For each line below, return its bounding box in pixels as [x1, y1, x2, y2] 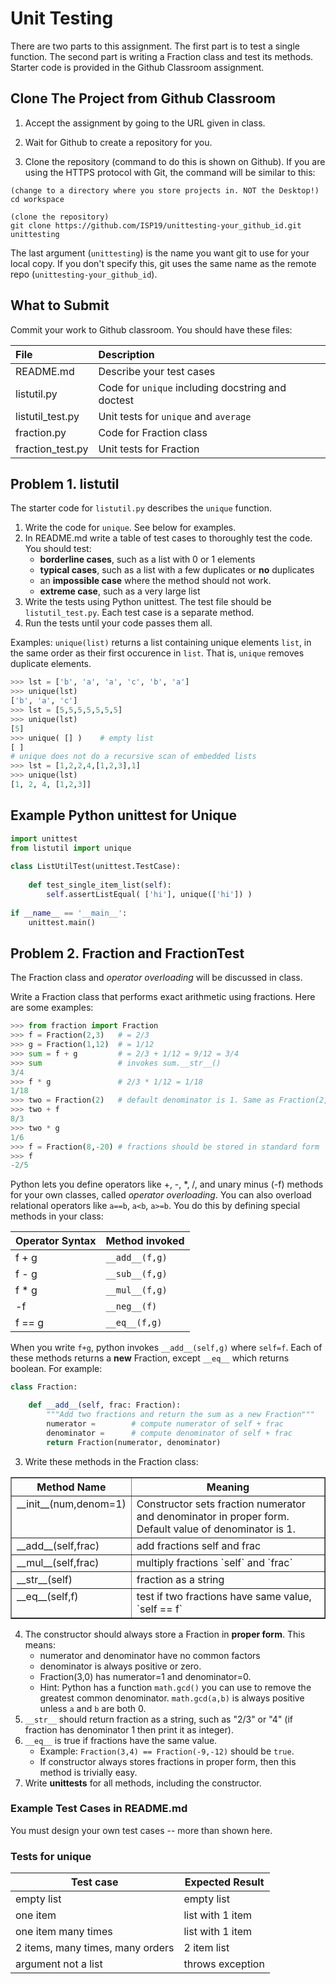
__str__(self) [16, 1572, 73, 1586]
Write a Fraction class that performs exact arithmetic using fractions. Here [10, 991, 316, 1003]
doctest [98, 393, 135, 407]
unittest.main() [28, 917, 97, 927]
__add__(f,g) [105, 1252, 168, 1264]
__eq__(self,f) [16, 1589, 79, 1603]
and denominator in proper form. [136, 1509, 290, 1523]
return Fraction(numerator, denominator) [46, 1437, 222, 1447]
